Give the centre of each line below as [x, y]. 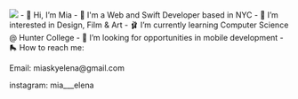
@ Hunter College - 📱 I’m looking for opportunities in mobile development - [147, 38]
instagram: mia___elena [52, 85]
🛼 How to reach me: [47, 47]
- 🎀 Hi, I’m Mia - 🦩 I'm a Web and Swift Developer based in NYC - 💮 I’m [149, 15]
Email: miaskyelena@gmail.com [67, 68]
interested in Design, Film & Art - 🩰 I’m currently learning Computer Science [149, 25]
